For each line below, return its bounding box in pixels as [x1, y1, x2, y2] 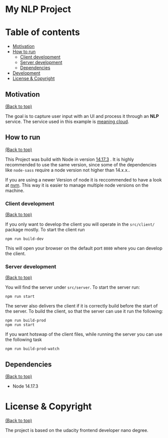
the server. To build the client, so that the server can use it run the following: [5, 308, 163, 315]
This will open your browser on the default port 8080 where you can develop [5, 245, 162, 252]
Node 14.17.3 [12, 383, 39, 389]
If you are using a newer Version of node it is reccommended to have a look [5, 176, 162, 182]
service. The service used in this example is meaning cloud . [5, 118, 129, 124]
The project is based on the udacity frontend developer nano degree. [5, 427, 148, 433]
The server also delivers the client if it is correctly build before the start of [5, 303, 158, 309]
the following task [5, 337, 42, 343]
